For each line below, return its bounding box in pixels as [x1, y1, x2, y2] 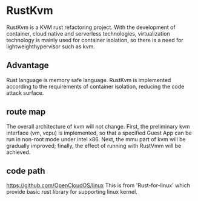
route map [6, 107, 46, 117]
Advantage [6, 60, 50, 71]
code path [6, 165, 45, 176]
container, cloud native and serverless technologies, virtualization [6, 30, 171, 37]
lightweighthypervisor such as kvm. [6, 43, 95, 50]
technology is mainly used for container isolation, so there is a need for [6, 36, 183, 43]
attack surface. [6, 89, 44, 97]
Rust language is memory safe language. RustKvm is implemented [6, 76, 171, 83]
